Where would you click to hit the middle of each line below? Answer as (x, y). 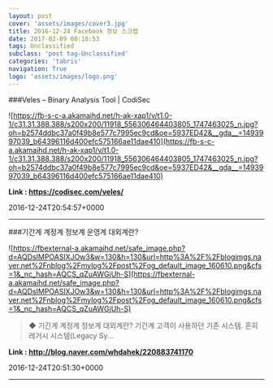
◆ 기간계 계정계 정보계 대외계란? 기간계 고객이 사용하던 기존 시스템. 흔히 (143, 325)
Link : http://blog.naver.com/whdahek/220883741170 (101, 351)
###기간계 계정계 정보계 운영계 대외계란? (74, 232)
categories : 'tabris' (45, 62)
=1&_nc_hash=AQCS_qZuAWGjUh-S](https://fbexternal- (102, 274)
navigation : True (38, 69)
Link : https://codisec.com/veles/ (66, 191)
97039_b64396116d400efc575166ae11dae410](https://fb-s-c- (112, 141)
